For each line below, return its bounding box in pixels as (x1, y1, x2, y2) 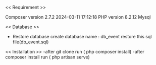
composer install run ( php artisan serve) (5, 54, 90, 60)
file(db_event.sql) (12, 39, 49, 45)
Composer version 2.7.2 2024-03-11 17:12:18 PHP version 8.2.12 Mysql (5, 14, 151, 20)
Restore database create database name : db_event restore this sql (12, 34, 152, 39)
